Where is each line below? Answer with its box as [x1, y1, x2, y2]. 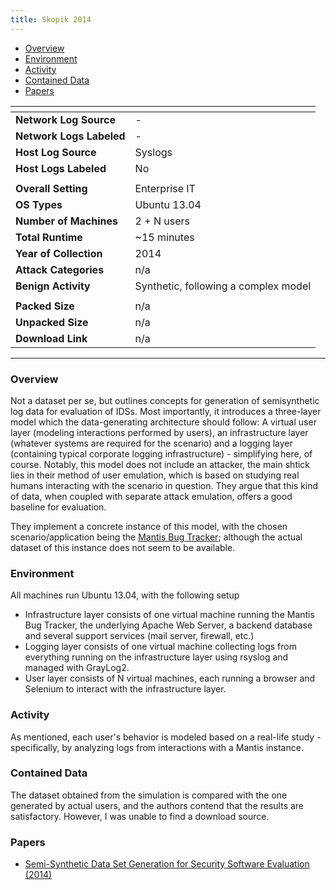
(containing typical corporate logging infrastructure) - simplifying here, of [10, 447, 313, 460]
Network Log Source [15, 112, 117, 126]
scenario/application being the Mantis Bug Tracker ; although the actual [10, 531, 303, 543]
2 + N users [134, 214, 190, 228]
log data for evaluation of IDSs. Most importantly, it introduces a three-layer [10, 405, 322, 417]
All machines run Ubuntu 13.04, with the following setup [10, 589, 240, 601]
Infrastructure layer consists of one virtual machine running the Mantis [24, 609, 315, 621]
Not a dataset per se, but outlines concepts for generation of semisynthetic [10, 394, 320, 406]
